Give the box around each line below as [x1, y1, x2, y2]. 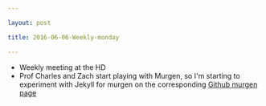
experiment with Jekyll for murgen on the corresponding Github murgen [18, 79, 258, 89]
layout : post [7, 18, 51, 26]
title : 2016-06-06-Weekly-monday [7, 33, 120, 41]
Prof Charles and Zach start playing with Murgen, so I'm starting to [18, 71, 240, 80]
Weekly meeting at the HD [18, 62, 106, 72]
